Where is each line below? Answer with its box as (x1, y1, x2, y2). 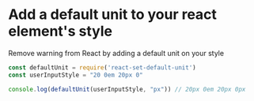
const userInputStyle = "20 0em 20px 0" (8, 71, 144, 79)
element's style (8, 22, 113, 40)
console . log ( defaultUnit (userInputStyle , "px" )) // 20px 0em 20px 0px (8, 85, 246, 93)
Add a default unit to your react (8, 6, 218, 24)
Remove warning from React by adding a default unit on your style (8, 48, 224, 58)
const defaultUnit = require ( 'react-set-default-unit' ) (8, 63, 196, 72)
